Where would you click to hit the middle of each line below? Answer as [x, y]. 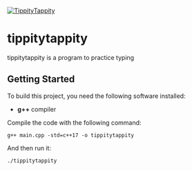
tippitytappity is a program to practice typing [71, 57]
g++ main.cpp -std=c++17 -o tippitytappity [71, 135]
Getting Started [41, 79]
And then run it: [29, 148]
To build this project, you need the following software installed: [96, 96]
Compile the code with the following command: [74, 122]
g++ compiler [37, 109]
